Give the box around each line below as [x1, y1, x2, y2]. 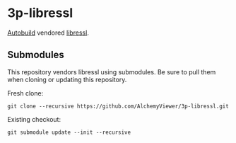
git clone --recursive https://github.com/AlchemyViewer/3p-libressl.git [7, 103, 230, 110]
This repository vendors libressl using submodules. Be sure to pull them [7, 67, 216, 76]
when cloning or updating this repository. [7, 75, 127, 84]
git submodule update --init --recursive [7, 129, 131, 136]
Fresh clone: [7, 88, 44, 97]
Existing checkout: [7, 115, 61, 123]
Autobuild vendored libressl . [7, 28, 90, 37]
